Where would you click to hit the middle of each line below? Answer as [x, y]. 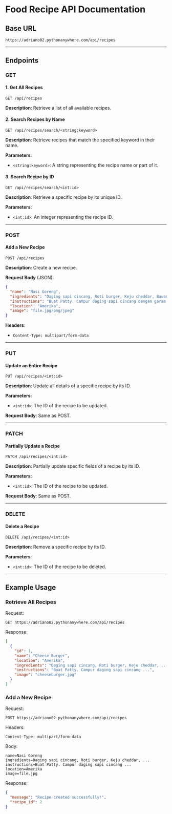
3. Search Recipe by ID [30, 177]
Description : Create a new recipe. [41, 268]
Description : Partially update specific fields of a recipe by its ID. [73, 466]
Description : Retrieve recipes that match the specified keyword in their [80, 140]
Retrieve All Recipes [31, 602]
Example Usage [31, 587]
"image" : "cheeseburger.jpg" [46, 675]
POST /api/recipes [25, 258]
